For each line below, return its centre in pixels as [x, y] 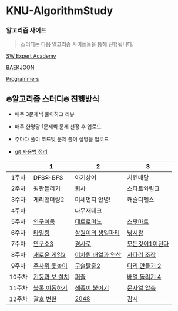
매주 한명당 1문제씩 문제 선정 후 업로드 [58, 127]
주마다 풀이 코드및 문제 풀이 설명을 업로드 [62, 139]
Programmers [23, 79]
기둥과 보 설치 [51, 277]
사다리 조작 [142, 255]
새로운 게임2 [50, 255]
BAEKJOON [20, 67]
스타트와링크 [143, 188]
